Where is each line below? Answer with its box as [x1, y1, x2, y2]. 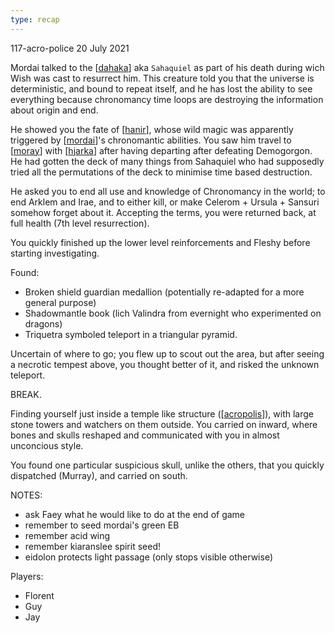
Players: [10, 570, 44, 582]
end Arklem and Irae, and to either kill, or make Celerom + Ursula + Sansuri [10, 196, 320, 208]
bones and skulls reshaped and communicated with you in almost [10, 429, 280, 441]
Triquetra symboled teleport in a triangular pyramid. [24, 328, 238, 340]
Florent [24, 589, 55, 601]
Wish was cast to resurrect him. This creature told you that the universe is [10, 72, 315, 84]
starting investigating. [10, 247, 100, 259]
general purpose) [24, 296, 97, 308]
